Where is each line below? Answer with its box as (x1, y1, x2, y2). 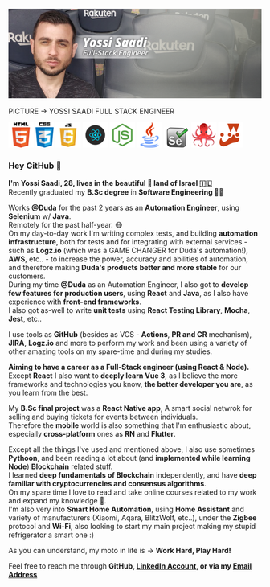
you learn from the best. (8, 388, 88, 398)
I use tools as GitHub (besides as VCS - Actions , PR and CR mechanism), (8, 330, 252, 339)
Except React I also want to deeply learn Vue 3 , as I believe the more (8, 371, 239, 380)
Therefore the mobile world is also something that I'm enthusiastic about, (8, 421, 252, 430)
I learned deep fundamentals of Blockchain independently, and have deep (8, 470, 257, 480)
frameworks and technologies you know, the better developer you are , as (8, 380, 253, 389)
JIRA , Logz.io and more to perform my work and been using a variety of (8, 339, 247, 348)
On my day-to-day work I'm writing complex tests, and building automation (8, 228, 259, 238)
